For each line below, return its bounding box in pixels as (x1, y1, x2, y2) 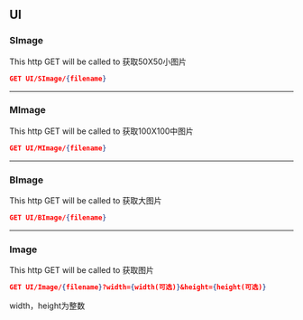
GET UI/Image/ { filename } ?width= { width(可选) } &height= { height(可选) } (9, 283, 267, 292)
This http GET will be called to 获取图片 (9, 265, 155, 276)
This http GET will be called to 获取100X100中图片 (9, 126, 194, 136)
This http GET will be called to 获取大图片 (9, 195, 162, 206)
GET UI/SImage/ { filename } (9, 74, 106, 83)
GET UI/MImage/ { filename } (9, 144, 106, 153)
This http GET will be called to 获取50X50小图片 (9, 56, 188, 67)
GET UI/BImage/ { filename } (9, 213, 106, 222)
